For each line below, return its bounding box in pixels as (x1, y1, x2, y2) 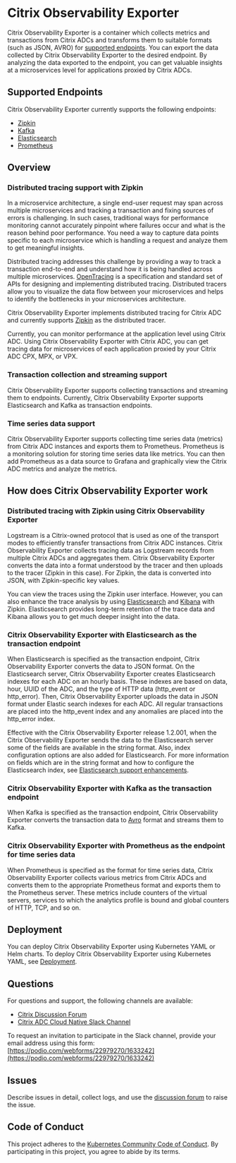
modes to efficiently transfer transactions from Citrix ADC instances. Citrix (7, 538, 223, 547)
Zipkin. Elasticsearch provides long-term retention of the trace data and (7, 605, 215, 613)
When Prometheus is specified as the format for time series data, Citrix (7, 866, 213, 874)
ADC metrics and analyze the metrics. (7, 464, 118, 474)
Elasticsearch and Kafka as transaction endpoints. (7, 401, 153, 409)
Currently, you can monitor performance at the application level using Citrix (7, 330, 226, 338)
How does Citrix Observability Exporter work (7, 485, 209, 497)
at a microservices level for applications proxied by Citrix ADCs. (7, 66, 192, 74)
